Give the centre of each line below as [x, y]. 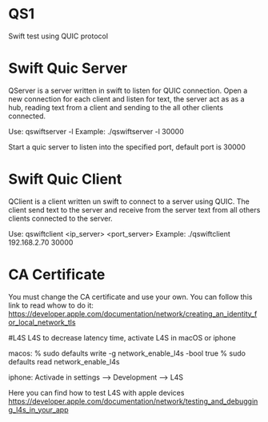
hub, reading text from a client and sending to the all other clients [116, 107]
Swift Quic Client [65, 179]
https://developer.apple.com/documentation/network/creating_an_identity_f [133, 313]
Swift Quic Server [68, 68]
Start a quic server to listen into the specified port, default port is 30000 [127, 147]
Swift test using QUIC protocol [58, 36]
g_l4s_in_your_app [38, 409]
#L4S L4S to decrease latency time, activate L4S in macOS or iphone [122, 337]
